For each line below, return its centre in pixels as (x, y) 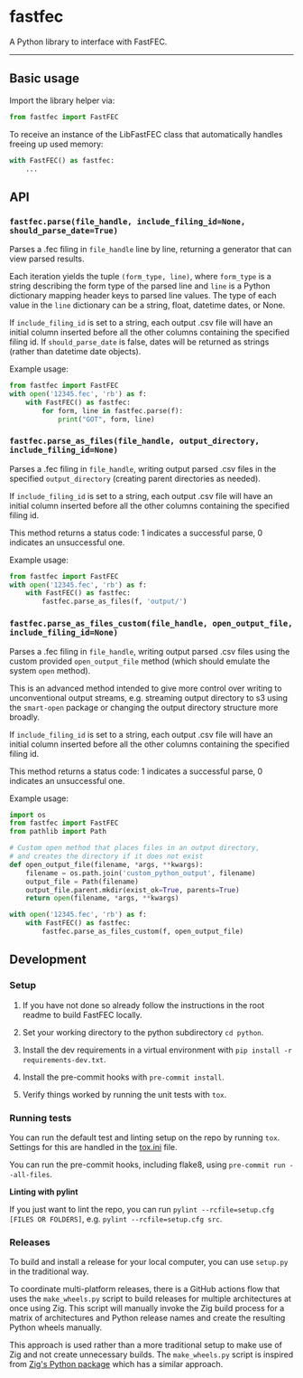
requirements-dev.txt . (64, 1059)
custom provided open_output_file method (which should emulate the (140, 661)
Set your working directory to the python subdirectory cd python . (143, 1032)
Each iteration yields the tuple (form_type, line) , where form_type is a (141, 277)
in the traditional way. (49, 1271)
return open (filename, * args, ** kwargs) (102, 898)
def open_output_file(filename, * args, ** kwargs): (106, 864)
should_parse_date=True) (64, 231)
